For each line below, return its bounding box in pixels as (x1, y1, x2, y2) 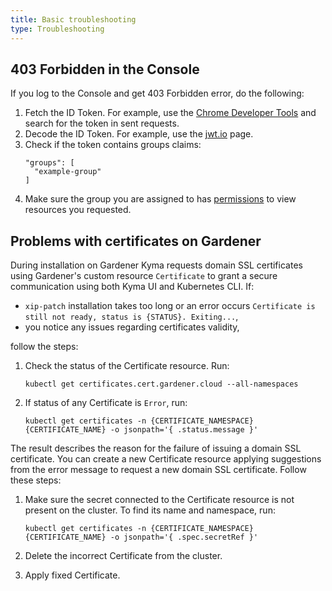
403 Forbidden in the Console (10, 61, 200, 78)
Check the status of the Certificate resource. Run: (24, 360, 230, 372)
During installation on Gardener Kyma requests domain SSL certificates (10, 259, 303, 271)
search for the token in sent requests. (24, 117, 180, 130)
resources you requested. (24, 204, 132, 216)
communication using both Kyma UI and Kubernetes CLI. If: (10, 281, 255, 293)
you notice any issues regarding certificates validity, (24, 321, 240, 333)
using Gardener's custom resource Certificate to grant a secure (10, 270, 278, 282)
